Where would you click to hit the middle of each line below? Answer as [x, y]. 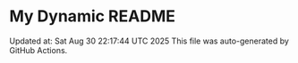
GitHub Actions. [38, 50]
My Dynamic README [93, 16]
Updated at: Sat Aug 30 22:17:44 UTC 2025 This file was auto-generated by [149, 41]
